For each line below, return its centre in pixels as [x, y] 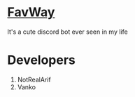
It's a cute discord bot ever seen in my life [67, 32]
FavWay [31, 12]
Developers [41, 60]
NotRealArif [34, 79]
